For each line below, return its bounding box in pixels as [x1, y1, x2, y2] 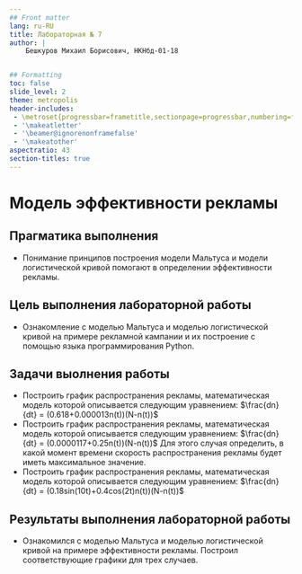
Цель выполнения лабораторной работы [9, 297, 252, 313]
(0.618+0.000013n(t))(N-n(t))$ [46, 410, 159, 420]
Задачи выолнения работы [9, 366, 170, 382]
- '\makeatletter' [13, 120, 83, 130]
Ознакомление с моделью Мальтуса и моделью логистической [22, 321, 269, 332]
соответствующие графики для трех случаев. [22, 554, 199, 566]
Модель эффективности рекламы [9, 192, 279, 213]
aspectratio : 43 [9, 146, 70, 155]
